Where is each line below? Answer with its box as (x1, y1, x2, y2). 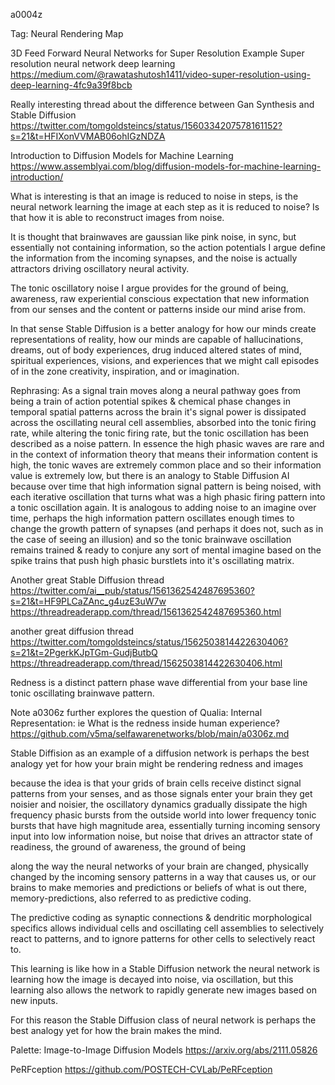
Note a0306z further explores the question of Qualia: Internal (10, 707, 263, 718)
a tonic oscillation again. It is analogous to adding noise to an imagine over (10, 502, 317, 513)
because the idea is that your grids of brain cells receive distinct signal (10, 777, 302, 789)
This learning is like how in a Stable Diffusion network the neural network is (10, 963, 321, 974)
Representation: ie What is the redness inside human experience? (10, 717, 280, 729)
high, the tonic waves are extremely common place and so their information (10, 459, 322, 471)
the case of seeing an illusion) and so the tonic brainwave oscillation (10, 534, 292, 545)
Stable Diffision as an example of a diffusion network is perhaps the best (10, 747, 310, 759)
